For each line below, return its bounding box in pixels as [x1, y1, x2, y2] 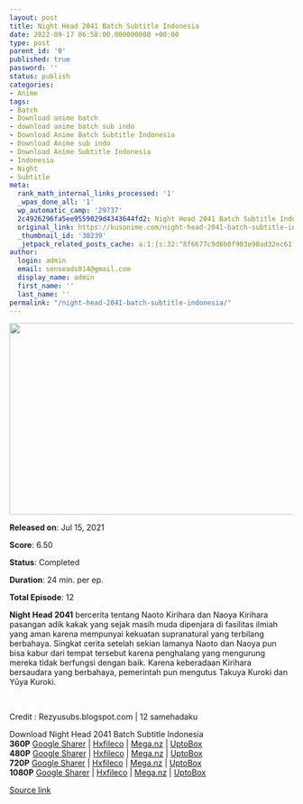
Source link [9, 785, 51, 796]
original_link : [17, 223, 75, 232]
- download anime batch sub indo [9, 123, 135, 132]
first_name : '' [17, 281, 75, 290]
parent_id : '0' [9, 47, 67, 56]
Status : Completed [9, 557, 80, 568]
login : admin [17, 256, 67, 266]
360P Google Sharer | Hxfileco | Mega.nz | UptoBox [9, 738, 203, 749]
